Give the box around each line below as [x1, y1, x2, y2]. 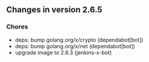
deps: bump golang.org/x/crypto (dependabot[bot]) [14, 36, 144, 44]
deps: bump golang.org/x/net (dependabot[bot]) [14, 42, 136, 49]
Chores [6, 23, 28, 31]
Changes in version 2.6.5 [6, 5, 103, 15]
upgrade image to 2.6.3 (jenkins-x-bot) [14, 49, 112, 56]
